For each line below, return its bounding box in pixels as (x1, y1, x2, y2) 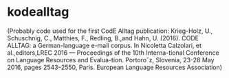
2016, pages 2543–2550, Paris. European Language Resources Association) (7, 63, 222, 71)
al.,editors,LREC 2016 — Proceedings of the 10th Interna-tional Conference (7, 49, 219, 57)
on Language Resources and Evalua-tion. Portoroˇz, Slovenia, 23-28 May (7, 55, 215, 64)
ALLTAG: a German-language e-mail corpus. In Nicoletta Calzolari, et (7, 41, 201, 49)
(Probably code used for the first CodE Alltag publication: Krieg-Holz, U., (7, 27, 213, 35)
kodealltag (7, 4, 69, 20)
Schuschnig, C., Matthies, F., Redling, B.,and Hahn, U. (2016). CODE (7, 34, 199, 42)
